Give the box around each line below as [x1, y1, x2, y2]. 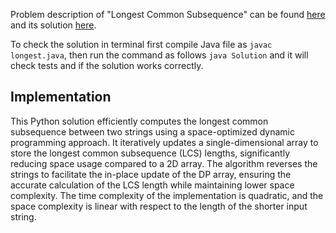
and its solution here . [10, 19, 97, 31]
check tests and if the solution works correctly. [10, 60, 204, 71]
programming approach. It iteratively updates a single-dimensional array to [10, 136, 319, 148]
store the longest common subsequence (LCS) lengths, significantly [10, 147, 291, 159]
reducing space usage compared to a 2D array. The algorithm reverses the [10, 157, 318, 169]
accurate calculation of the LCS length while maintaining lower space [10, 179, 295, 191]
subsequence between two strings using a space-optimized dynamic [10, 125, 295, 138]
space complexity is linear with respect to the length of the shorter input [10, 200, 308, 212]
